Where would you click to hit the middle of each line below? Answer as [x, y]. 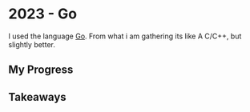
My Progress [41, 70]
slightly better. [32, 44]
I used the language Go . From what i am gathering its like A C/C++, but [125, 36]
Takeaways [37, 97]
